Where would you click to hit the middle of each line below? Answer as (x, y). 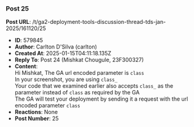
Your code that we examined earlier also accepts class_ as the (94, 86)
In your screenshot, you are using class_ (66, 79)
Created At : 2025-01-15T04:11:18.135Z (63, 53)
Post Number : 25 (37, 118)
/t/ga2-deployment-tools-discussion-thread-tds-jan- (99, 22)
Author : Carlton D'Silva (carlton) (56, 47)
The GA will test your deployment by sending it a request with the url (101, 99)
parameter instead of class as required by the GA (77, 93)
